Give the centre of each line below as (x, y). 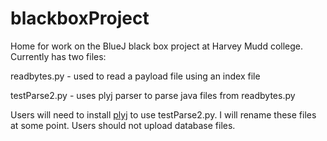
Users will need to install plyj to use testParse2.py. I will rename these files (163, 114)
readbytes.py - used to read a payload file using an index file (135, 76)
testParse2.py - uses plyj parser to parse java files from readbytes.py (153, 95)
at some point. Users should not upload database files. (123, 125)
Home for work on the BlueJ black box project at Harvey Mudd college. (157, 46)
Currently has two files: (58, 56)
